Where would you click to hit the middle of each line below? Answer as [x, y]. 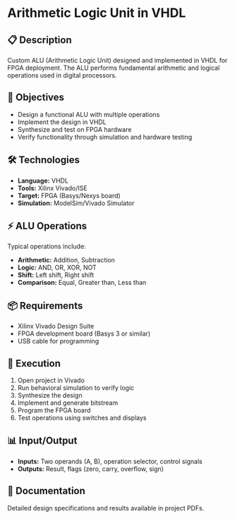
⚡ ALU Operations [47, 226]
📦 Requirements [45, 306]
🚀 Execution [34, 364]
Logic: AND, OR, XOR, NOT [57, 268]
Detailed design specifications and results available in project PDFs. [106, 508]
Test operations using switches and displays [82, 418]
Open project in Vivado [51, 380]
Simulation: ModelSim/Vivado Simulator [76, 203]
